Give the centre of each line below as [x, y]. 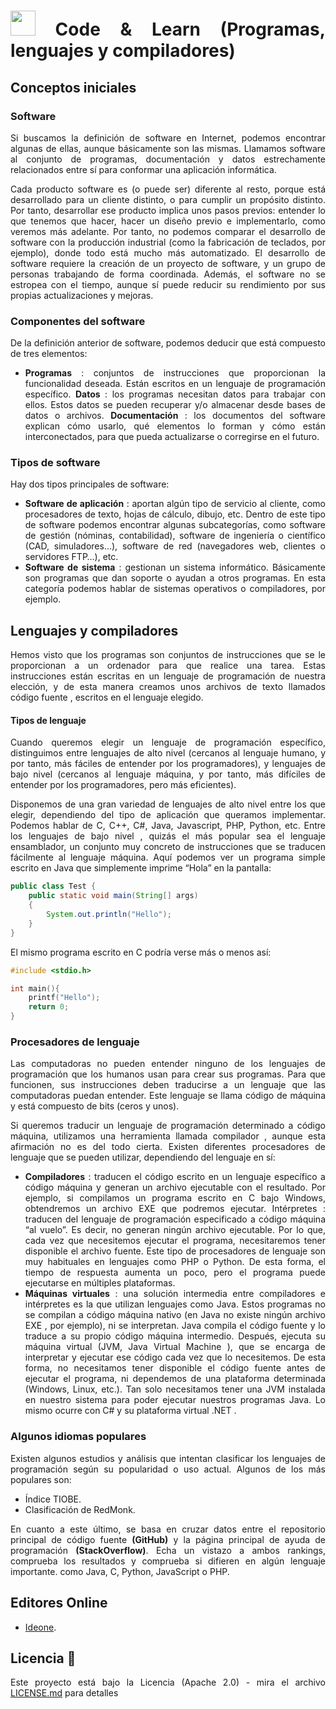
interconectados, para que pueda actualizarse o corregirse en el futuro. [172, 437]
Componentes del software [78, 321]
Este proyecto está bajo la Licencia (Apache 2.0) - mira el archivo [168, 1682]
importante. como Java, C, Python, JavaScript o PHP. [120, 1571]
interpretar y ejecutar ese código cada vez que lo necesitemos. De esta [175, 1357]
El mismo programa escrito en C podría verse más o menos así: [141, 952]
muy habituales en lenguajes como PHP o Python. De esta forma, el [175, 1262]
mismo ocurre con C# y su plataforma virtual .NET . [130, 1411]
